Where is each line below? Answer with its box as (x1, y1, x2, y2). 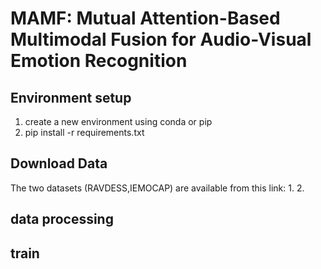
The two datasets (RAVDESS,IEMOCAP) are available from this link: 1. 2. (10, 182, 305, 194)
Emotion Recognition (10, 50, 188, 72)
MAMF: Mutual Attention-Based (10, 7, 281, 30)
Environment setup (10, 89, 132, 106)
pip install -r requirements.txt (24, 127, 145, 138)
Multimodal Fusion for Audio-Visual (10, 28, 312, 51)
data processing (10, 211, 114, 228)
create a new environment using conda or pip (24, 116, 213, 127)
